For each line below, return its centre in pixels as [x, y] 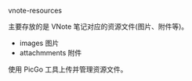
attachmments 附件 [51, 53]
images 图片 [39, 43]
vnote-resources [35, 11]
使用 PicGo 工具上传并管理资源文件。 [68, 69]
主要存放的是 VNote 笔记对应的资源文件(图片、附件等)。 [98, 26]
